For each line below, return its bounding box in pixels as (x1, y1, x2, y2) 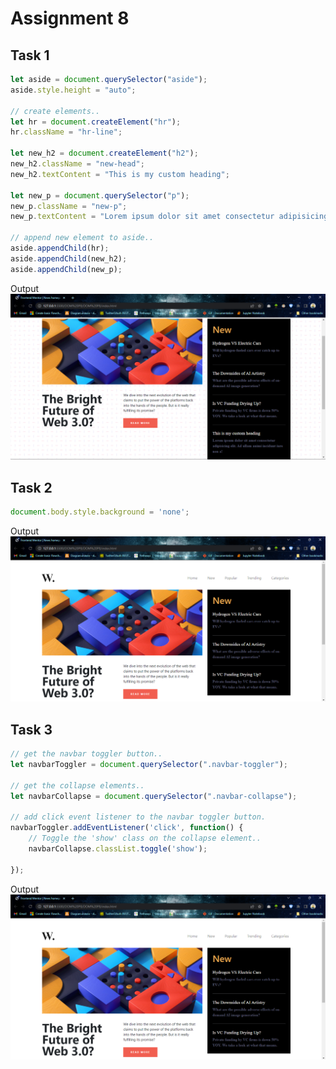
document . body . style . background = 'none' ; (10, 507, 190, 517)
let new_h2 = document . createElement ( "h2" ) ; (10, 148, 199, 159)
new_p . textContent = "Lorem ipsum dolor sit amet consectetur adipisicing (10, 212, 329, 222)
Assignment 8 (10, 7, 130, 30)
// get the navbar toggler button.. (10, 749, 163, 759)
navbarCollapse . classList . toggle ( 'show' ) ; (28, 844, 208, 854)
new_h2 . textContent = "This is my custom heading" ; (10, 169, 230, 179)
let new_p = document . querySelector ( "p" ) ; (10, 190, 190, 201)
